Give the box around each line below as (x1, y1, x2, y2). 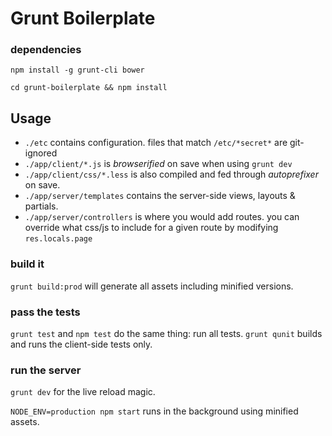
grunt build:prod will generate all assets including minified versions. (10, 280, 294, 292)
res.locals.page (24, 234, 93, 244)
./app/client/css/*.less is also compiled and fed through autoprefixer (24, 168, 319, 181)
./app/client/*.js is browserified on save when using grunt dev (24, 158, 293, 170)
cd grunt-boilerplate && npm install (10, 83, 168, 93)
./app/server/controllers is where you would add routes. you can (24, 211, 300, 223)
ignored (24, 147, 58, 159)
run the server (10, 363, 82, 377)
